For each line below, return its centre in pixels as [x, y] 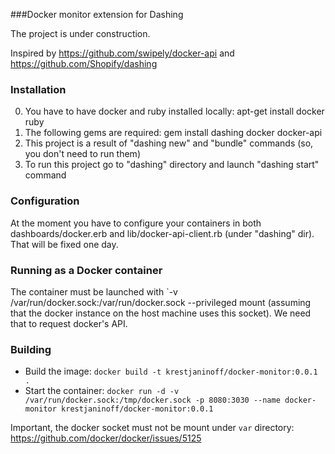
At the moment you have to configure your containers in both [136, 223]
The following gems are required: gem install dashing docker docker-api [173, 133]
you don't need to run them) [82, 154]
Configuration [45, 201]
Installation [38, 89]
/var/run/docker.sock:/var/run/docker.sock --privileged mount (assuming [161, 302]
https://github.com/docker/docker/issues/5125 [106, 438]
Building [31, 349]
